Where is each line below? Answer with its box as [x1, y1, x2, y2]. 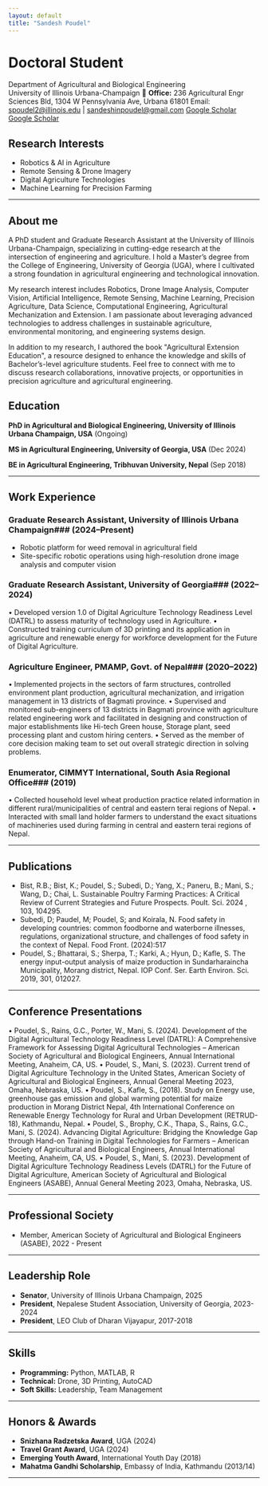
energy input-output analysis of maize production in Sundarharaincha [19, 957, 249, 967]
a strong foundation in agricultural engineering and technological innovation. [8, 269, 260, 279]
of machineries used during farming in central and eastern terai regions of [8, 821, 251, 830]
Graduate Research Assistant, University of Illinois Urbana [8, 514, 239, 526]
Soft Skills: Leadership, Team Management [19, 1385, 163, 1394]
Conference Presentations [8, 1004, 142, 1018]
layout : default [8, 11, 62, 20]
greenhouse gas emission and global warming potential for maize [8, 1094, 223, 1103]
